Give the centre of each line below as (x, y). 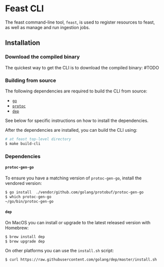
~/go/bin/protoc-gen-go (29, 201)
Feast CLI (25, 9)
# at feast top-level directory (38, 139)
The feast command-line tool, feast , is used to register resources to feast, (80, 22)
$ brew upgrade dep (25, 241)
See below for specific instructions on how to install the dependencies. (77, 120)
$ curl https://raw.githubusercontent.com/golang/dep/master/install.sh (81, 260)
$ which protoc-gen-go (28, 197)
